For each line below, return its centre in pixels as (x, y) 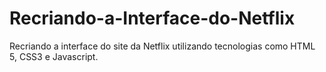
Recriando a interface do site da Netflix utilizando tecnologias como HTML (162, 46)
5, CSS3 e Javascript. (54, 56)
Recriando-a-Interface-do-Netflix (152, 18)
